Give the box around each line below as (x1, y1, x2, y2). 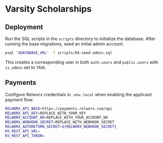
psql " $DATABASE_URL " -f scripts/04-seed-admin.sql (5, 50, 112, 55)
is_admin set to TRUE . (5, 64, 46, 70)
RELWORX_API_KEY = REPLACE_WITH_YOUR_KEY (5, 111, 86, 116)
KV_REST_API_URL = (5, 129, 41, 134)
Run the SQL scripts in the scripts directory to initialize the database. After (5, 36, 156, 41)
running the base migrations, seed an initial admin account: (5, 41, 124, 47)
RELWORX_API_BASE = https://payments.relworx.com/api (5, 106, 112, 111)
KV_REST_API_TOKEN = (5, 133, 45, 138)
